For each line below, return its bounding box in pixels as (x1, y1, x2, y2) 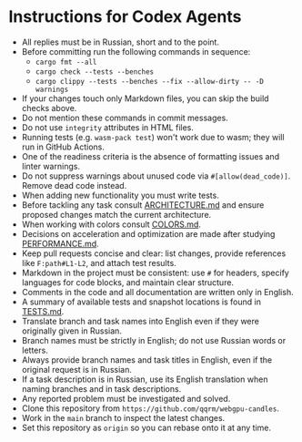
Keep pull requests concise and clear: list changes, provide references (21, 248, 287, 259)
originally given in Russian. (21, 325, 122, 336)
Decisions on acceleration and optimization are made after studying (21, 228, 276, 239)
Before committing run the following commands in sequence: (21, 46, 251, 57)
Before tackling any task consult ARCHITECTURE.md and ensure (21, 199, 265, 211)
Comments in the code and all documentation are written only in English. (21, 286, 294, 297)
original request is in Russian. (21, 364, 133, 375)
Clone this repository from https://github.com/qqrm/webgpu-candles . (21, 403, 279, 414)
